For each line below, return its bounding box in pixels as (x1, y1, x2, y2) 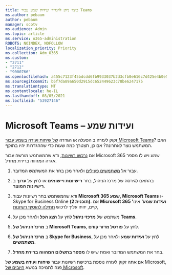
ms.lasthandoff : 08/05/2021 (5, 93, 66, 98)
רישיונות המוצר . (12, 183, 45, 189)
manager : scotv (5, 22, 38, 27)
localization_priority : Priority (5, 46, 77, 51)
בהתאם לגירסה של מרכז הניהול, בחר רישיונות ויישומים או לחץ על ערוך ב (12, 178, 154, 184)
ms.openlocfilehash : (5, 74, 50, 79)
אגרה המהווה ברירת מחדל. (5, 158, 57, 164)
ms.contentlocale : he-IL (5, 88, 58, 94)
